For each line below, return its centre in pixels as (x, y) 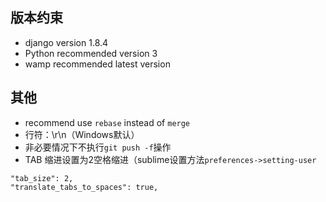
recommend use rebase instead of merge (107, 122)
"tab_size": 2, (42, 178)
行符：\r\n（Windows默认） (82, 134)
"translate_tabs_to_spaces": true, (84, 187)
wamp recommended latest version (97, 64)
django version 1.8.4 (66, 42)
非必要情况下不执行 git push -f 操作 (98, 147)
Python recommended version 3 (91, 53)
